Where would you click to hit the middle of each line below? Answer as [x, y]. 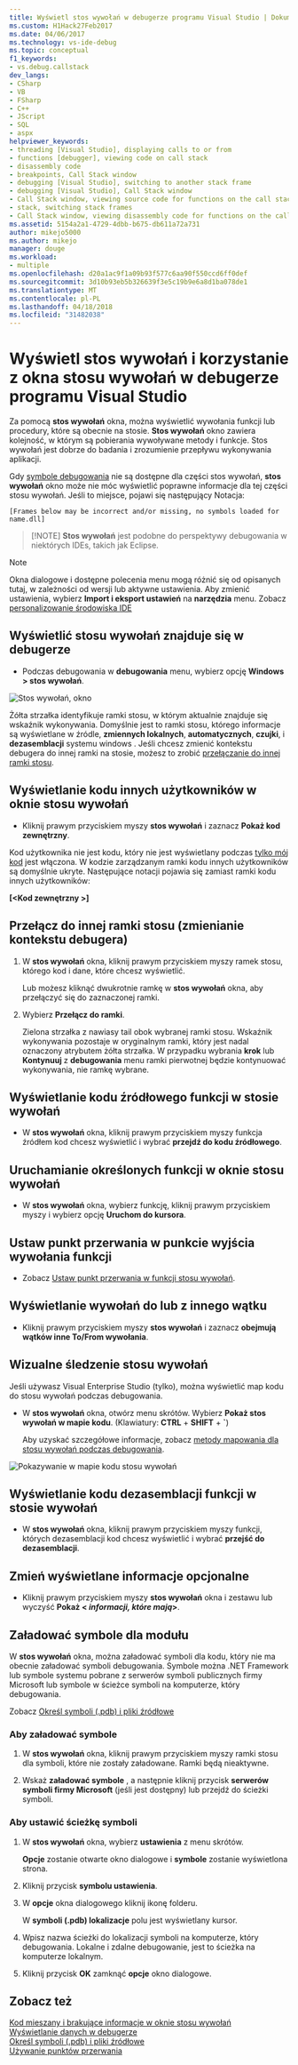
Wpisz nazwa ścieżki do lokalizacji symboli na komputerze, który [140, 1937]
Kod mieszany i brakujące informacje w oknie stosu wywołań [121, 2022]
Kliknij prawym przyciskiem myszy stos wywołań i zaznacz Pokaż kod [151, 825]
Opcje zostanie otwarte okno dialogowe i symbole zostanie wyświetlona [155, 1859]
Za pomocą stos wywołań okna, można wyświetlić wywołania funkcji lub [142, 421]
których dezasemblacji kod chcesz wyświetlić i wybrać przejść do [143, 1539]
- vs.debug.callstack [49, 68]
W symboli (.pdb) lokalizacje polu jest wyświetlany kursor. [129, 1920]
